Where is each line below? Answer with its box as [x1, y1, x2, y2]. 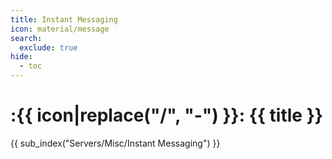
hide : [10, 52, 33, 62]
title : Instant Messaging [10, 14, 118, 25]
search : [10, 33, 43, 43]
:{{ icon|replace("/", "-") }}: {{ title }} [10, 104, 323, 127]
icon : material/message [10, 24, 110, 34]
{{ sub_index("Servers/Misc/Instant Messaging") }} [10, 137, 221, 149]
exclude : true [19, 42, 78, 53]
